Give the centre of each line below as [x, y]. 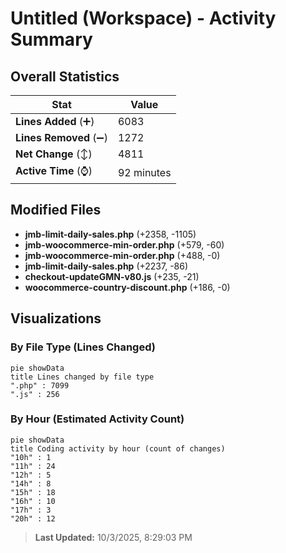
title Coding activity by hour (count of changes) [118, 448]
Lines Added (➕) [55, 121]
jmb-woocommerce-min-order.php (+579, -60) [124, 244]
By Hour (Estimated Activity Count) [97, 419]
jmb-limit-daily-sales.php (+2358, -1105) [110, 234]
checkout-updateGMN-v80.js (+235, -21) [112, 276]
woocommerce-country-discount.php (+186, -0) [127, 287]
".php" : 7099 [40, 385]
